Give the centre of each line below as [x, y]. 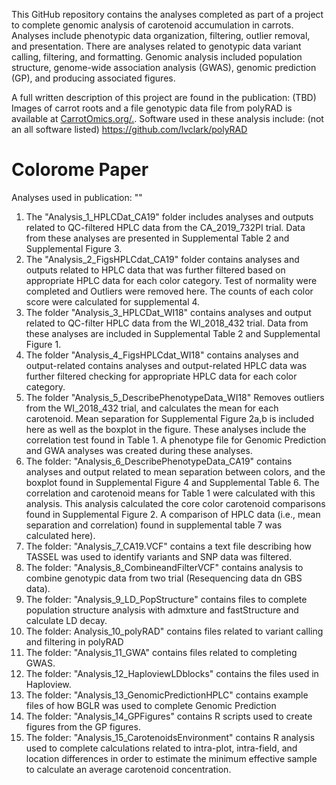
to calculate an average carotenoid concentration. [128, 769]
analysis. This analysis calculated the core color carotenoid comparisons [175, 503]
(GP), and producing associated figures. [93, 78]
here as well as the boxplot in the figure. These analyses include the [166, 429]
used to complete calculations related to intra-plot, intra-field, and [161, 748]
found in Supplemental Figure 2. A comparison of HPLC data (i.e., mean [173, 514]
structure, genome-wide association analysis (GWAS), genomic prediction [164, 67]
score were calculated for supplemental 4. [113, 301]
